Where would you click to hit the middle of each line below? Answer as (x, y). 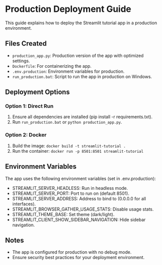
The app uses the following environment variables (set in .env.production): (81, 178)
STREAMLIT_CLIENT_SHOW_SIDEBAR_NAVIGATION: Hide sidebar (79, 220)
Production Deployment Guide (68, 9)
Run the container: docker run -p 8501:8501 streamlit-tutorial (78, 151)
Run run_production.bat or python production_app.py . (67, 122)
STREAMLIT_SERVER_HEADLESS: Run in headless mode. (70, 188)
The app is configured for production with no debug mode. (72, 252)
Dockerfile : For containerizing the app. (52, 66)
